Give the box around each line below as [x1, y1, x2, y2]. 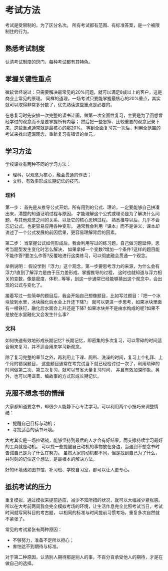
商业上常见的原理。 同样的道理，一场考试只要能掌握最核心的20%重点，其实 [5, 95, 161, 101]
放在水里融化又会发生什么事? [9, 311, 69, 317]
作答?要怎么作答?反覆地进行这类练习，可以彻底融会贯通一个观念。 [13, 252, 150, 258]
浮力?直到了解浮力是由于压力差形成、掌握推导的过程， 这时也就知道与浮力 [5, 269, 158, 275]
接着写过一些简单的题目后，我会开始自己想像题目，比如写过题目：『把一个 [5, 293, 156, 299]
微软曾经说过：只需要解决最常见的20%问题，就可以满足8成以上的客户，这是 [5, 89, 162, 95]
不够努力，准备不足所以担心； [12, 537, 74, 543]
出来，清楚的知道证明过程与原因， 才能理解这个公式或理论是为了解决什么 [5, 210, 155, 216]
